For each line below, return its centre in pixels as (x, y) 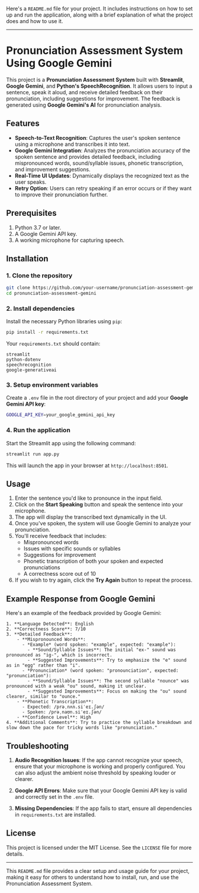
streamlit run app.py (33, 454)
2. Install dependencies (41, 308)
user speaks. (31, 182)
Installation (27, 258)
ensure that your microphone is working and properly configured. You (100, 766)
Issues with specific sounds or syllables (72, 548)
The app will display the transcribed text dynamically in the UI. (91, 517)
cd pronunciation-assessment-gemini (51, 294)
